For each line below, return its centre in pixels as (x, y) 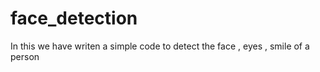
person (25, 56)
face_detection (74, 18)
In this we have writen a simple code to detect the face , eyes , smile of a (160, 46)
